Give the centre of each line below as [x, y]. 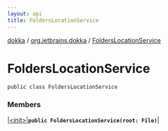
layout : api [25, 14]
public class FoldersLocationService [63, 87]
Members [24, 104]
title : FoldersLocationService [53, 20]
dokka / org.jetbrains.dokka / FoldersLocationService [84, 40]
